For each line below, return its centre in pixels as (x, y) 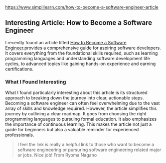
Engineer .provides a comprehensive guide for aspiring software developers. (83, 48)
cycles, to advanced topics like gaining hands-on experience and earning (81, 64)
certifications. (19, 69)
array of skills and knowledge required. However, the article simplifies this (81, 108)
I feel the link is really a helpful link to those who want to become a (86, 145)
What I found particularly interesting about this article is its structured (77, 93)
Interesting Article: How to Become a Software (79, 23)
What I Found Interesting (36, 81)
